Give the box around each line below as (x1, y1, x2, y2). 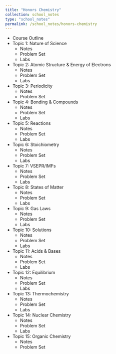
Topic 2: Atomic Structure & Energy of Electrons (12, 62, 111, 68)
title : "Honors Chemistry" (5, 7, 61, 13)
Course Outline (12, 35, 44, 41)
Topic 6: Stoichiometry (12, 141, 59, 148)
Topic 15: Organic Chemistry (12, 333, 71, 339)
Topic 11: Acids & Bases (12, 248, 61, 254)
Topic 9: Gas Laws (12, 206, 51, 212)
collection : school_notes (5, 12, 59, 17)
